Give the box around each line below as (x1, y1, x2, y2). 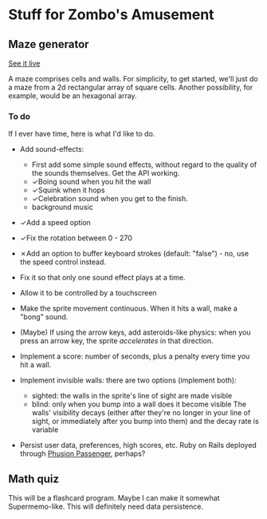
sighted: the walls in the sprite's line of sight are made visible (31, 391, 233, 401)
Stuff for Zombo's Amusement (8, 6, 214, 24)
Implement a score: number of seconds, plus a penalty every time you (19, 351, 250, 361)
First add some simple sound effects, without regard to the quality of (31, 160, 257, 169)
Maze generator (8, 38, 89, 51)
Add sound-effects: (19, 145, 84, 154)
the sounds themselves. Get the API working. (31, 168, 180, 178)
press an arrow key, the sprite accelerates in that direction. (19, 336, 214, 346)
